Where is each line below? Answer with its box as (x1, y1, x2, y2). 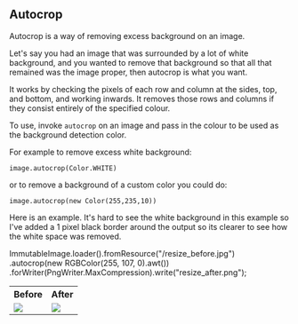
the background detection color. (9, 129, 127, 140)
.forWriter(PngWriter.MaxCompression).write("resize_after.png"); (9, 266, 247, 278)
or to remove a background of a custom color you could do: (9, 179, 228, 190)
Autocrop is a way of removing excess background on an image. (9, 30, 246, 41)
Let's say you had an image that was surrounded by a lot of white (9, 48, 249, 59)
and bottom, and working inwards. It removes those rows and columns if (9, 93, 274, 104)
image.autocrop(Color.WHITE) (9, 163, 117, 172)
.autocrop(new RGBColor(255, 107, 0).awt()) (9, 257, 170, 268)
